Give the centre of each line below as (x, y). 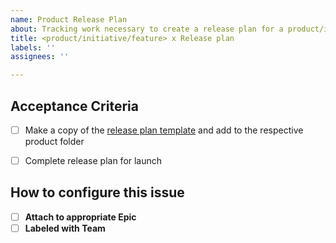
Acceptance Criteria (74, 106)
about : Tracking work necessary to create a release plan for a (147, 29)
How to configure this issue (97, 192)
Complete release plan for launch (93, 160)
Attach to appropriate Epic (80, 217)
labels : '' (33, 47)
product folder (54, 141)
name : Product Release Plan (69, 19)
